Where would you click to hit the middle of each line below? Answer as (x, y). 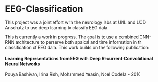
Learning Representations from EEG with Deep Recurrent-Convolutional (79, 58)
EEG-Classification (44, 9)
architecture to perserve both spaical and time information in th (79, 42)
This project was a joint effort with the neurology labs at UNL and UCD (76, 22)
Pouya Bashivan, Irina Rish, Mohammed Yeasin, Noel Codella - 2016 (73, 74)
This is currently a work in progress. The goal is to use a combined (72, 37)
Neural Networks (23, 64)
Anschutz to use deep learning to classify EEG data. (57, 27)
